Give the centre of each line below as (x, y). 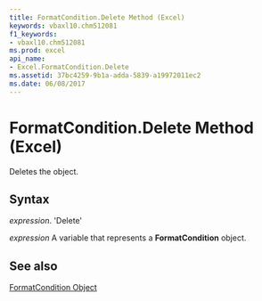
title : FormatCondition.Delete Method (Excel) (97, 17)
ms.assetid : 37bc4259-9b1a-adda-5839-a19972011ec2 (105, 76)
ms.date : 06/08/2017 (48, 84)
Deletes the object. (44, 171)
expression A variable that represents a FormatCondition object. (128, 238)
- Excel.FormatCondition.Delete (69, 68)
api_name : (28, 59)
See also (33, 266)
